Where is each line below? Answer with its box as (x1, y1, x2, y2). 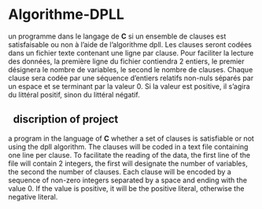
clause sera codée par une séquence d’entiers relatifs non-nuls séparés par (8, 73, 254, 82)
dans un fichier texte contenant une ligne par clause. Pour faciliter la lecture (8, 48, 254, 57)
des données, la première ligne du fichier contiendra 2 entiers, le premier (8, 57, 245, 66)
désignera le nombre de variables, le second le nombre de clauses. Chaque (8, 64, 253, 74)
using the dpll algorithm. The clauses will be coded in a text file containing (8, 141, 249, 151)
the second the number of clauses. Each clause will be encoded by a (8, 167, 232, 176)
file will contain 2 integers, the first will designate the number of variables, (8, 159, 248, 168)
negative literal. (8, 192, 58, 201)
